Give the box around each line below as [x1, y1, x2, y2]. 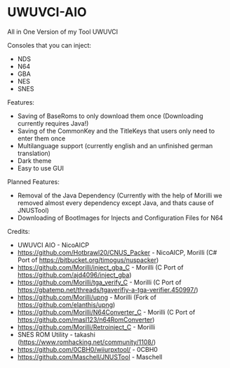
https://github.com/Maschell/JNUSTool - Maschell [17, 353, 163, 361]
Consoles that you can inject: [7, 41, 92, 49]
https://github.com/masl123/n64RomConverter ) [17, 315, 155, 324]
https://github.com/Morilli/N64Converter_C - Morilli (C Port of [17, 308, 196, 316]
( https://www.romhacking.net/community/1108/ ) [17, 338, 156, 346]
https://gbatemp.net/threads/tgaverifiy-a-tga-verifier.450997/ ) [17, 285, 198, 294]
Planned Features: [7, 177, 60, 186]
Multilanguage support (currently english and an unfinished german [17, 141, 213, 150]
